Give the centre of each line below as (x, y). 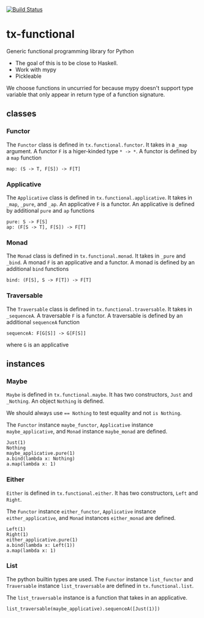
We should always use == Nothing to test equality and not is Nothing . (94, 413)
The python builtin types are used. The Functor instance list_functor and (100, 579)
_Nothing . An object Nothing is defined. (55, 401)
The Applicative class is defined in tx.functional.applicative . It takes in (100, 197)
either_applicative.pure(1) (42, 540)
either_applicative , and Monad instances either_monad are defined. (91, 517)
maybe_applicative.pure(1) (41, 454)
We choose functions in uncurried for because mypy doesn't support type (100, 88)
